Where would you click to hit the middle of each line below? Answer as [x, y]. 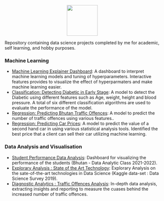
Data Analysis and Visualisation [43, 147]
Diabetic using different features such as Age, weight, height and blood [84, 97]
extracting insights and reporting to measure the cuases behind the [80, 189]
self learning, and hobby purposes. [40, 48]
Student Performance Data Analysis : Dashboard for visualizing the [79, 157]
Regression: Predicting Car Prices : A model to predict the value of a [80, 124]
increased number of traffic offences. [50, 194]
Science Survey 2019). [34, 178]
